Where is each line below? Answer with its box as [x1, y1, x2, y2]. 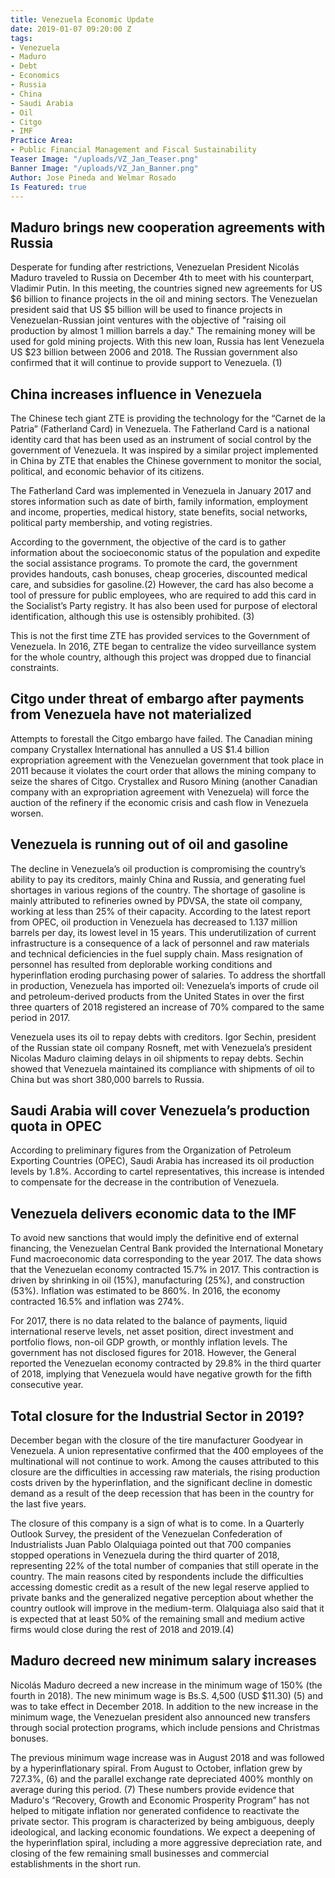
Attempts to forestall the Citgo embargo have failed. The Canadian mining [10, 732, 313, 745]
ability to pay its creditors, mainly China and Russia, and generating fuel [10, 873, 306, 885]
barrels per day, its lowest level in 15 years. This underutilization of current [10, 926, 317, 938]
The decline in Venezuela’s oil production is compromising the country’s [10, 862, 307, 875]
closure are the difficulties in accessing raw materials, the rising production [10, 1466, 321, 1478]
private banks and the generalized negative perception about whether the [10, 1592, 314, 1604]
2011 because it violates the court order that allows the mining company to [10, 764, 317, 776]
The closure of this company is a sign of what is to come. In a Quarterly [10, 1517, 305, 1530]
